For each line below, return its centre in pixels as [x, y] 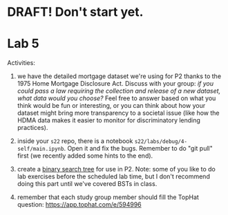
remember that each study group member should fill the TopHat [108, 197]
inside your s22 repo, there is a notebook [75, 141]
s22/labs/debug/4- [161, 142]
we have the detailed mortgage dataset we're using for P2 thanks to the [119, 76]
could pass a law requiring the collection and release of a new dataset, [119, 91]
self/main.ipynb [40, 149]
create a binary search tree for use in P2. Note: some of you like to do [116, 169]
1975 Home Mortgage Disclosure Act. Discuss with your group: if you [115, 84]
